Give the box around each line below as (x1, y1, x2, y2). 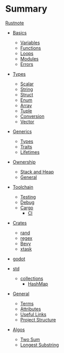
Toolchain (12, 184, 34, 190)
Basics (12, 29, 27, 36)
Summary (5, 3, 47, 15)
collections (20, 275, 43, 281)
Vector (20, 118, 35, 124)
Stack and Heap (20, 169, 54, 175)
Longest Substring (20, 341, 59, 348)
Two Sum (20, 336, 40, 342)
